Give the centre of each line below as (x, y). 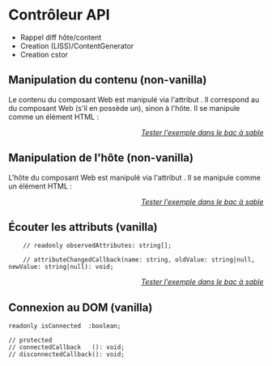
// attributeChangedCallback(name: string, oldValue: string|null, (139, 260)
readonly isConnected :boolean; (65, 326)
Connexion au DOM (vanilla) (81, 307)
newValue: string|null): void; (61, 267)
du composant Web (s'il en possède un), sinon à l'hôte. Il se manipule (124, 108)
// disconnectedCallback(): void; (67, 355)
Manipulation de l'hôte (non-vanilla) (101, 158)
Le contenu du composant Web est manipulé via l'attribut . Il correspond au (134, 100)
